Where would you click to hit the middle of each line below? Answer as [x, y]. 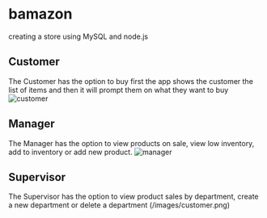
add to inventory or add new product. [70, 152]
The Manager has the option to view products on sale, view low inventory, [131, 143]
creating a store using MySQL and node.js [78, 36]
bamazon [40, 14]
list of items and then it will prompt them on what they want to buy [119, 90]
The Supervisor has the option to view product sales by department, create [133, 197]
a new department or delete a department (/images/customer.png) [119, 205]
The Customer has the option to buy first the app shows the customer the [131, 81]
